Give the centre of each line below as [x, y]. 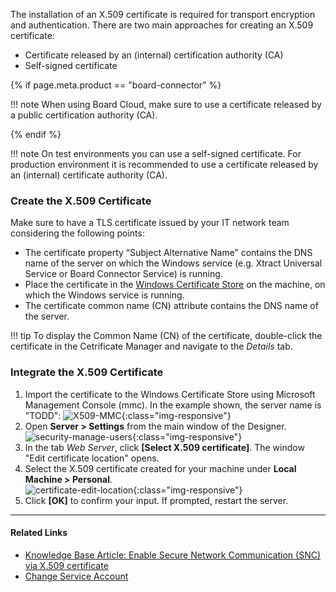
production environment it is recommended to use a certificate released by [164, 164]
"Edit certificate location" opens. [92, 458]
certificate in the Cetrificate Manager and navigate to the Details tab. [151, 346]
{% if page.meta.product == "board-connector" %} [116, 85]
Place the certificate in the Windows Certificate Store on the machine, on [175, 285]
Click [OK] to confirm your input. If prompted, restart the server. [156, 500]
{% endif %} [36, 134]
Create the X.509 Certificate [81, 201]
